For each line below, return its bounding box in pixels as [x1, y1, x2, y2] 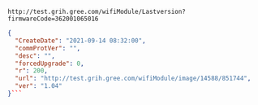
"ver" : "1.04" [15, 82, 62, 90]
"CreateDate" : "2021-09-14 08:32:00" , [15, 37, 147, 45]
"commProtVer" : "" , [15, 44, 81, 52]
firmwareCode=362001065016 [7, 15, 99, 23]
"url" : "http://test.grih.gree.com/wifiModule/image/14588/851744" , [15, 74, 252, 83]
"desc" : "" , [15, 51, 56, 60]
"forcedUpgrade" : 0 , [15, 59, 84, 68]
